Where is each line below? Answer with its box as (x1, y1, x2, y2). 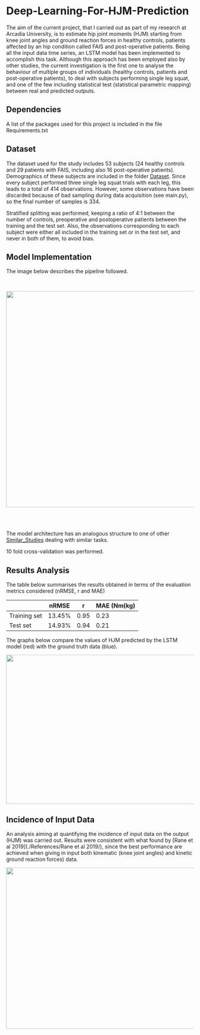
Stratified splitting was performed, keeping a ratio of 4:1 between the (6, 209, 175, 216)
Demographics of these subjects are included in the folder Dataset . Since (6, 172, 186, 179)
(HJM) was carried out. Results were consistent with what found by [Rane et (6, 836, 193, 844)
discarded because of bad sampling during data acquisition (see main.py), (6, 191, 189, 199)
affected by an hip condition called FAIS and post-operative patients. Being (6, 43, 190, 50)
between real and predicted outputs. (6, 87, 96, 94)
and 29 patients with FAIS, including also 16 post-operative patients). (6, 166, 174, 173)
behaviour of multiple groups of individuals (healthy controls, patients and (6, 68, 187, 75)
